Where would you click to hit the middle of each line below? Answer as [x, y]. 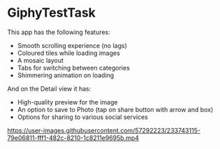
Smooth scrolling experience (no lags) [72, 45]
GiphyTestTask [52, 13]
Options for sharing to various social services [82, 117]
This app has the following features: [59, 32]
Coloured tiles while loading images [68, 53]
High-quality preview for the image [67, 102]
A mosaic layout [41, 60]
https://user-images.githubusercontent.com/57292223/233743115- [104, 130]
